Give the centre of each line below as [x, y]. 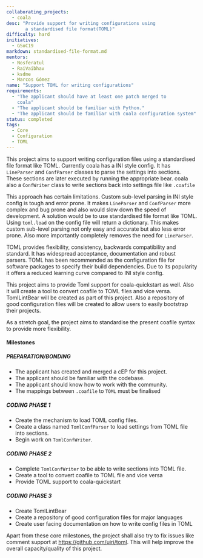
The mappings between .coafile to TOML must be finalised [88, 391]
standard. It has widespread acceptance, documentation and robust [91, 253]
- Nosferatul [28, 63]
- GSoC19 [23, 46]
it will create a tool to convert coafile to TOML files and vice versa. [89, 291]
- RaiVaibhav [28, 68]
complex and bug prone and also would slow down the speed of [86, 209]
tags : [13, 125]
